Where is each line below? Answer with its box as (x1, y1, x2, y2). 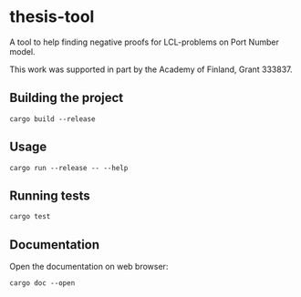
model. (9, 46, 36, 56)
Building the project (9, 90, 124, 106)
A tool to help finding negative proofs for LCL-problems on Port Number (9, 36, 280, 47)
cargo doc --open (9, 279, 76, 288)
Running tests (9, 188, 91, 203)
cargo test (9, 212, 51, 221)
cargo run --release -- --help (9, 163, 129, 172)
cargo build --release (9, 114, 96, 124)
